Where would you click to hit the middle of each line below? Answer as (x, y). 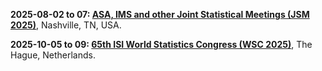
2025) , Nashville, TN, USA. (66, 25)
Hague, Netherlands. (53, 55)
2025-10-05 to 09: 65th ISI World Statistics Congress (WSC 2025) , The (161, 44)
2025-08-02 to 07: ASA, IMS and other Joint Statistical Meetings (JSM (160, 14)
